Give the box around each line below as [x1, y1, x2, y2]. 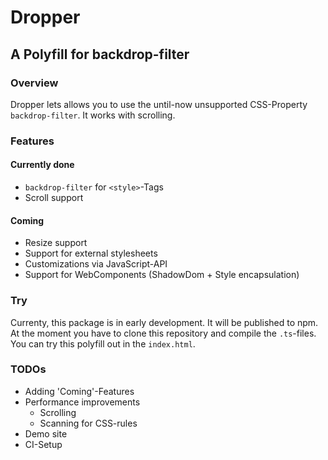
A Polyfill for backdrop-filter [10, 46, 190, 63]
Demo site [24, 427, 68, 440]
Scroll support [24, 192, 84, 203]
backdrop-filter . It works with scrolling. [10, 109, 176, 121]
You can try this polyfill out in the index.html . [10, 337, 196, 350]
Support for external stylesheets [24, 247, 158, 260]
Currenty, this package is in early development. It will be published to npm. [10, 316, 319, 328]
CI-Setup [24, 438, 63, 450]
